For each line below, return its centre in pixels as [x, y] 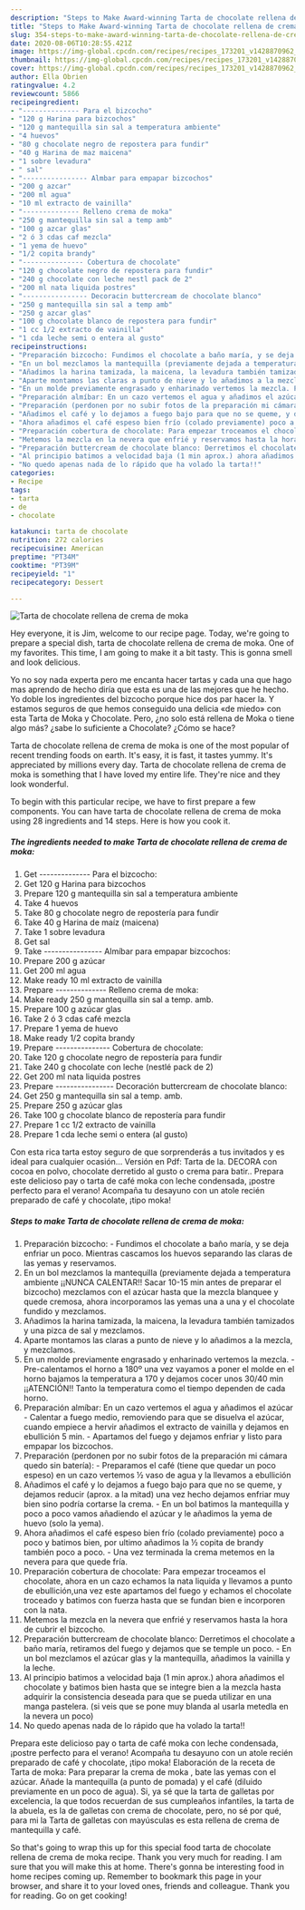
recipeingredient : [45, 102]
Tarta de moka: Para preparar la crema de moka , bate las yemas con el [143, 1772]
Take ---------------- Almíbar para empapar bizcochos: [127, 951]
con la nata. [45, 1610]
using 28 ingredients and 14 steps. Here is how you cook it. [120, 821]
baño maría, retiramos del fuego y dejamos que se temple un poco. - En [157, 1649]
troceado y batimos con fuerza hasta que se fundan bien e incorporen [154, 1601]
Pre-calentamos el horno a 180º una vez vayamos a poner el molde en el [159, 1369]
